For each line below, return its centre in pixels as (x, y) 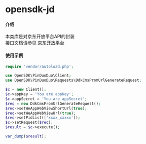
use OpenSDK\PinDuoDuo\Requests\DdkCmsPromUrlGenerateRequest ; (74, 80)
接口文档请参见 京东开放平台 (35, 43)
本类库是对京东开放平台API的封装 (40, 37)
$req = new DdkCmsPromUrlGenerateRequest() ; (53, 103)
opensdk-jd (30, 9)
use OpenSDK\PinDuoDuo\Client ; (38, 76)
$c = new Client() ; (26, 90)
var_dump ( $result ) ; (26, 136)
